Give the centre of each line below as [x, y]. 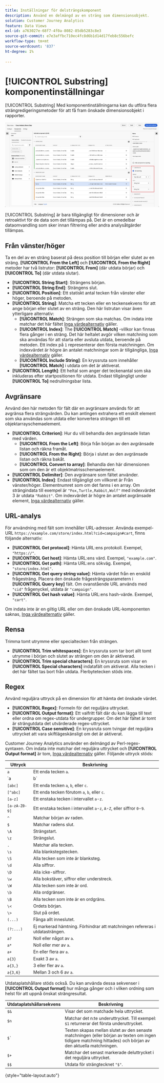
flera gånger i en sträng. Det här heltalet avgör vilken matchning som [88, 334]
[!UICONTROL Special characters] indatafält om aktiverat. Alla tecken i [84, 666]
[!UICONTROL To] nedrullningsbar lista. [52, 381]
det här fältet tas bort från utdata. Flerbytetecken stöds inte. [72, 671]
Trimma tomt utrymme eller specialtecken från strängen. [62, 641]
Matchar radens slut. [54, 824]
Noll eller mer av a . [52, 945]
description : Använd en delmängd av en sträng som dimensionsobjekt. [77, 15]
